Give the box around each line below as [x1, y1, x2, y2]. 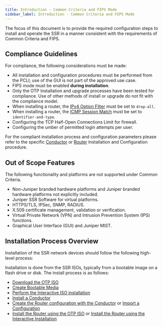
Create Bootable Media [12, 284, 59, 290]
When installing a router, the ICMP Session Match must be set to [12, 109, 142, 115]
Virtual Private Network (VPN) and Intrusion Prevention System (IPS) [12, 212, 150, 218]
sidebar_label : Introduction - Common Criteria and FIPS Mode [5, 12, 135, 17]
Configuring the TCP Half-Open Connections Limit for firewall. [12, 119, 138, 125]
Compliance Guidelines [5, 50, 78, 58]
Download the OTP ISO [12, 279, 59, 285]
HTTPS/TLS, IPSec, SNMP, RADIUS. [12, 202, 85, 208]
